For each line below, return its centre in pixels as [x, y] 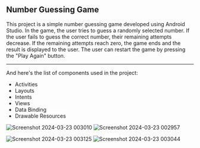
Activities [26, 84]
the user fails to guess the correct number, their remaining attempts [89, 37]
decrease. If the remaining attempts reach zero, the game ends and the [93, 43]
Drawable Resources [40, 116]
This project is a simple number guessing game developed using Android [96, 24]
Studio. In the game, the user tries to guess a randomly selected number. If [98, 30]
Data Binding [30, 109]
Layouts [24, 90]
